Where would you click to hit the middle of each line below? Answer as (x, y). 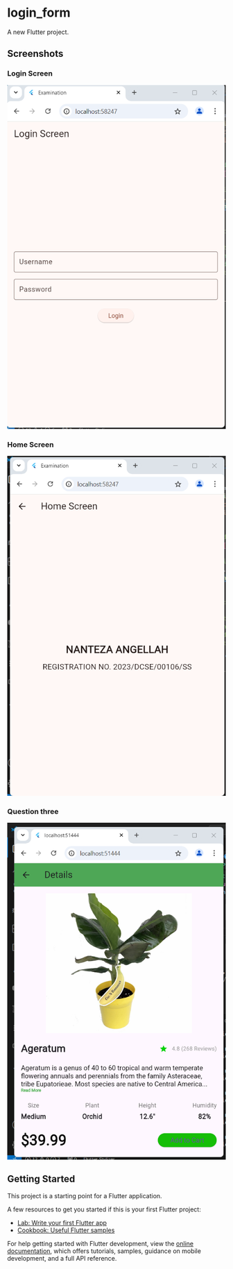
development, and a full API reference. (62, 1258)
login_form (39, 13)
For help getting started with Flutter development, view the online (101, 1243)
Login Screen (30, 74)
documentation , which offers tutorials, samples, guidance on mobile (104, 1251)
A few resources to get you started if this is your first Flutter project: (104, 1209)
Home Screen (31, 444)
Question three (33, 811)
